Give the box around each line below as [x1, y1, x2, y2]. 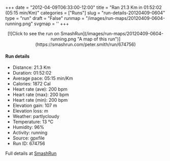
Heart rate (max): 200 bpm [12, 91, 69, 98]
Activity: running [12, 130, 47, 136]
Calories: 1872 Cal [12, 81, 51, 87]
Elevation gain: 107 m [12, 102, 58, 109]
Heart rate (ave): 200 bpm [12, 86, 68, 93]
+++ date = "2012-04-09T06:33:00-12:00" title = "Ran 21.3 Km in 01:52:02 [5, 5, 162, 10]
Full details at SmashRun [5, 150, 57, 156]
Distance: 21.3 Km [12, 64, 51, 71]
